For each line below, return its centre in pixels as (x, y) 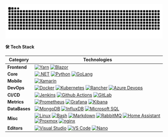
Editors (15, 128)
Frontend (17, 67)
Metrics (15, 101)
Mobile (15, 81)
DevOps (16, 88)
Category (19, 60)
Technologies (98, 60)
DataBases (19, 109)
